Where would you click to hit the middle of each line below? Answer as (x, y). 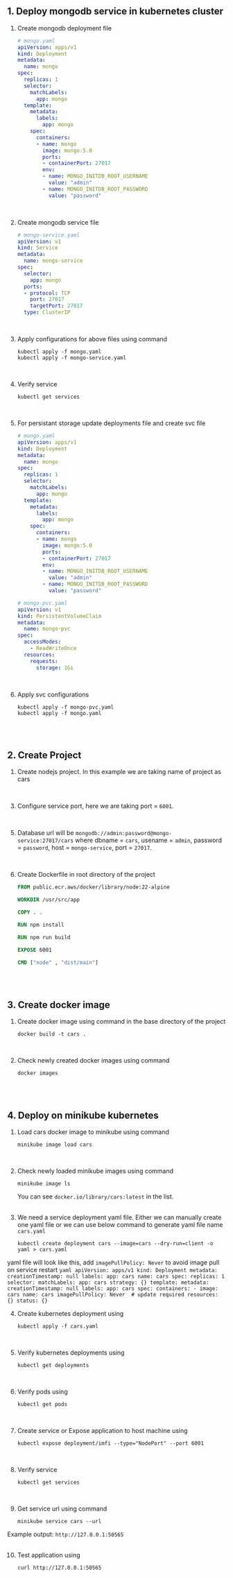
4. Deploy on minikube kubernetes (83, 1115)
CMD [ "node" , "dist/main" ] (58, 962)
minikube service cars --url (59, 1522)
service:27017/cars (45, 841)
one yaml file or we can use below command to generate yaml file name (120, 1225)
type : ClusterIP (47, 312)
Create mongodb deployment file (64, 28)
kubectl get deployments (53, 1366)
